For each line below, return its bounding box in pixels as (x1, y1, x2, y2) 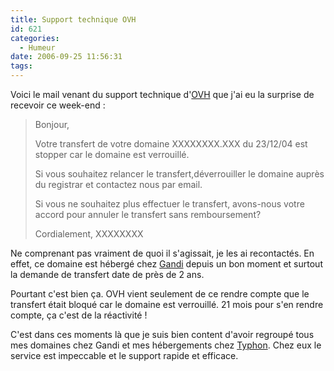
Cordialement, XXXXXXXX (34, 228, 144, 240)
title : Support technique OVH (10, 14, 137, 25)
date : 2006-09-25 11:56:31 (10, 52, 123, 62)
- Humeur (19, 42, 56, 53)
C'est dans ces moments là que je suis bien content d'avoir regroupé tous (10, 329, 315, 340)
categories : (10, 33, 60, 43)
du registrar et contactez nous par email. (34, 179, 203, 190)
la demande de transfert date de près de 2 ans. (10, 269, 205, 280)
